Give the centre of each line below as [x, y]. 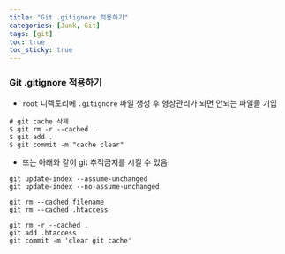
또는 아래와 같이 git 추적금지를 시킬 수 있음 [94, 162]
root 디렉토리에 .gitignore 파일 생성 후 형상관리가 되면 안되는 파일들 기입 [150, 103]
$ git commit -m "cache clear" [67, 145]
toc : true [27, 42]
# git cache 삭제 [39, 122]
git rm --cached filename [56, 202]
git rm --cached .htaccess [59, 210]
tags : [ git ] [31, 34]
